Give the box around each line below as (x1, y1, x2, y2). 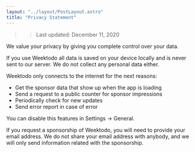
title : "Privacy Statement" (6, 14, 77, 20)
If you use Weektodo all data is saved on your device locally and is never (6, 54, 187, 61)
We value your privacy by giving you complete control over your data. (6, 43, 179, 50)
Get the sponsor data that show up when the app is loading (14, 84, 162, 91)
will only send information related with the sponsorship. (6, 139, 144, 146)
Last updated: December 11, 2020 (36, 31, 120, 38)
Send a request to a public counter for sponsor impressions (14, 90, 162, 97)
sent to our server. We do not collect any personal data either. (6, 61, 159, 68)
